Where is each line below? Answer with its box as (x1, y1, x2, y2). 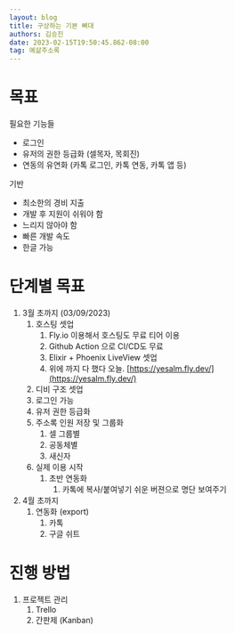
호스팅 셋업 (35, 319, 74, 329)
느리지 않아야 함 (21, 220, 77, 231)
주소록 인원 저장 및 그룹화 (35, 418, 125, 427)
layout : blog (9, 12, 58, 22)
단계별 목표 (9, 277, 85, 297)
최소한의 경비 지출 (21, 198, 85, 208)
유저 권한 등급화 (35, 406, 91, 417)
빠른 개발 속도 (21, 231, 70, 241)
